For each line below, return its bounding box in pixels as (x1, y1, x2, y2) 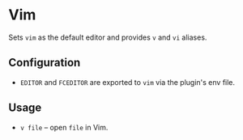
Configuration (8, 56, 81, 70)
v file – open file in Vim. (19, 122, 109, 132)
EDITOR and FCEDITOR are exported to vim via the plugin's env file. (19, 77, 236, 87)
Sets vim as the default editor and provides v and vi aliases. (8, 32, 207, 42)
